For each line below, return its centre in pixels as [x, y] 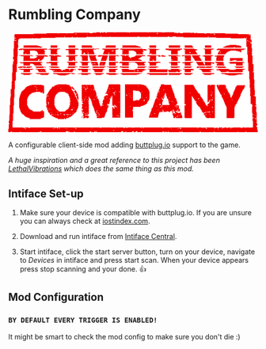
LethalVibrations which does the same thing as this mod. [101, 169]
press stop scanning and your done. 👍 [83, 269]
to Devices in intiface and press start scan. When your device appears [134, 260]
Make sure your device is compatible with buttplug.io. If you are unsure [135, 213]
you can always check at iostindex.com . [85, 221]
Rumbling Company [74, 15]
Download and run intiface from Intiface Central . [98, 237]
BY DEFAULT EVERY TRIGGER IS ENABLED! [83, 320]
